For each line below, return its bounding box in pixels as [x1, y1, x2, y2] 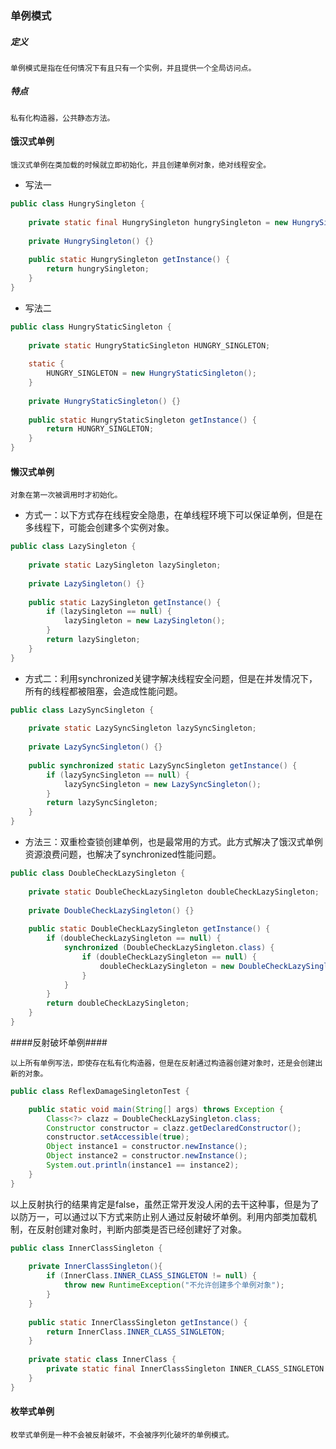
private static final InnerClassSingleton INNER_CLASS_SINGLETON [46, 1364, 325, 1374]
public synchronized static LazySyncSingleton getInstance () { [28, 760, 298, 771]
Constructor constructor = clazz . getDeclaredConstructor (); [46, 1123, 302, 1133]
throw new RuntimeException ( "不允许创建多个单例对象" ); [63, 1280, 285, 1291]
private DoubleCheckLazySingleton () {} [28, 905, 195, 916]
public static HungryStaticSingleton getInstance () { [28, 415, 257, 425]
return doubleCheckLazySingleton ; [46, 998, 190, 1009]
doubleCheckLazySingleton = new [99, 961, 235, 971]
